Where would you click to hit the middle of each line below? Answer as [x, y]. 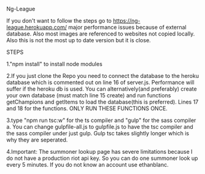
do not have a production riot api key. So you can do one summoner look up [102, 158]
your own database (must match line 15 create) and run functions [89, 95]
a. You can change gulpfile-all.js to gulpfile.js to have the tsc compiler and [100, 127]
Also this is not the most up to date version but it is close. [79, 40]
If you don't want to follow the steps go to [59, 21]
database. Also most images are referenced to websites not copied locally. [101, 34]
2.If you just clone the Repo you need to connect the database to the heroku [103, 76]
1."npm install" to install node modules [54, 64]
